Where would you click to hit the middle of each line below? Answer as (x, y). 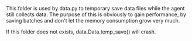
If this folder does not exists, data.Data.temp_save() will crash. (81, 32)
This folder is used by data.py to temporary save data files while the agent (95, 8)
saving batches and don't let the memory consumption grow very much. (93, 20)
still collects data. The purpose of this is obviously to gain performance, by (96, 14)
